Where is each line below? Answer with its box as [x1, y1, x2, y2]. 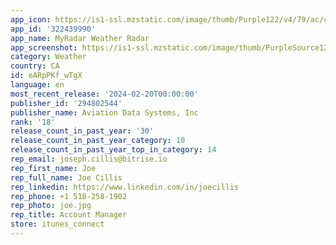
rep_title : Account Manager [10, 210, 128, 220]
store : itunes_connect [10, 219, 105, 230]
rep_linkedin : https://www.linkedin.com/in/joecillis [10, 182, 240, 192]
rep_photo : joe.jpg [10, 201, 92, 211]
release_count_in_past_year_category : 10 [10, 136, 186, 146]
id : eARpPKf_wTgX [10, 71, 83, 81]
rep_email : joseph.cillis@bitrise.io [10, 154, 168, 164]
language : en [10, 80, 65, 90]
